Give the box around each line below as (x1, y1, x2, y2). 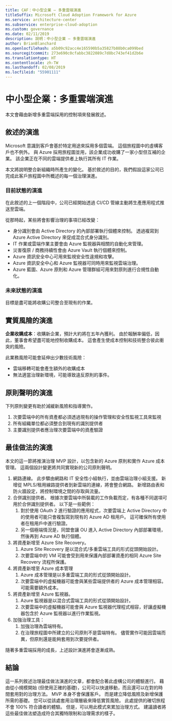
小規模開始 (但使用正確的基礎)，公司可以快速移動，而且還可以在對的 (14, 684, 159, 691)
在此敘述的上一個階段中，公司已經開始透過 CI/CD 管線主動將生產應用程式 (5, 200, 160, 206)
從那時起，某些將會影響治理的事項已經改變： (5, 217, 100, 223)
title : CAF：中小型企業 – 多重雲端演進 (5, 7, 81, 13)
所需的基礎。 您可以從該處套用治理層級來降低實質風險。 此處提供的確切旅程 (5, 697, 165, 704)
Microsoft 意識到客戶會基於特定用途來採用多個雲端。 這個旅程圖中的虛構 (5, 142, 159, 149)
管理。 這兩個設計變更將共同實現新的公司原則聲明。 (5, 464, 114, 471)
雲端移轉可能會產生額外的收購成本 (12, 366, 85, 372)
